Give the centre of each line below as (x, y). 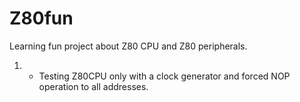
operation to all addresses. (93, 86)
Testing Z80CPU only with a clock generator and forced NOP (164, 76)
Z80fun (41, 18)
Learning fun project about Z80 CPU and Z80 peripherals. (128, 46)
